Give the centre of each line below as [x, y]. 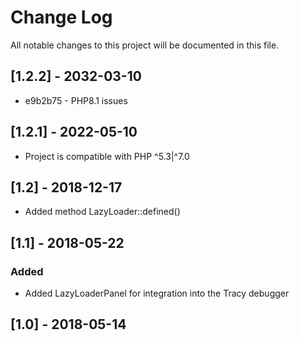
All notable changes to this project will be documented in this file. [145, 45]
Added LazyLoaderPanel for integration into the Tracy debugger [157, 293]
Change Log [61, 17]
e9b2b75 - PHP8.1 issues [76, 100]
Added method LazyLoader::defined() [102, 212]
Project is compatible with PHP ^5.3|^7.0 [107, 156]
